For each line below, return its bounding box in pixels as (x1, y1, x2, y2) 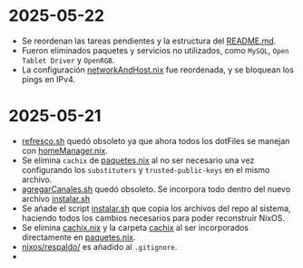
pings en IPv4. (21, 73, 76, 84)
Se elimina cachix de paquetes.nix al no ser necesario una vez (21, 155, 255, 166)
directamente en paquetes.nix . (21, 232, 137, 243)
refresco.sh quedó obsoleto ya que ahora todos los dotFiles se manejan (21, 135, 290, 146)
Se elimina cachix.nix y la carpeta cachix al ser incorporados (21, 222, 249, 233)
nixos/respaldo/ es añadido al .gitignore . (21, 241, 178, 252)
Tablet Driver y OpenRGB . (21, 54, 115, 65)
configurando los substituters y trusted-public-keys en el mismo (21, 164, 270, 175)
